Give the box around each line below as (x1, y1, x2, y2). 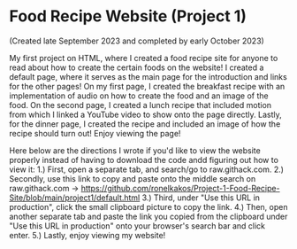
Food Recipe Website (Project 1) (9, 6, 247, 27)
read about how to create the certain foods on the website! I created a (9, 62, 264, 73)
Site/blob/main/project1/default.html (9, 192, 141, 203)
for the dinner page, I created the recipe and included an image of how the (9, 118, 281, 129)
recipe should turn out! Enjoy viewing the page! (9, 128, 181, 138)
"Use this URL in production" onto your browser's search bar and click (9, 220, 265, 231)
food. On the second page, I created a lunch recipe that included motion (9, 99, 272, 110)
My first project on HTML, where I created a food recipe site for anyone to (9, 52, 278, 63)
